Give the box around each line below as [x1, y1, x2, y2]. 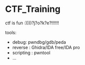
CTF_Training [5, 3, 61, 15]
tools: [5, 29, 17, 35]
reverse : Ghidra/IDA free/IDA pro [12, 44, 80, 50]
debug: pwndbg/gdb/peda [12, 39, 66, 45]
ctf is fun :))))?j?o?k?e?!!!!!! [5, 20, 59, 26]
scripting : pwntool [12, 50, 50, 56]
